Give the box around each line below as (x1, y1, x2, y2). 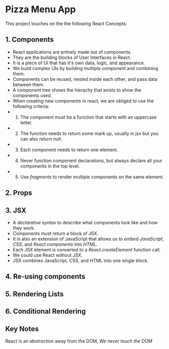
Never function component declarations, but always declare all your (20, 157, 163, 164)
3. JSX (5, 206, 26, 215)
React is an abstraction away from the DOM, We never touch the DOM (5, 338, 153, 344)
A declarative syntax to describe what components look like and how (12, 219, 158, 225)
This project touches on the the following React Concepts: (5, 20, 127, 27)
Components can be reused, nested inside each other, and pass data (12, 76, 158, 82)
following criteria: (12, 103, 49, 109)
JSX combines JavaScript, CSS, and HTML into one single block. (12, 257, 149, 264)
